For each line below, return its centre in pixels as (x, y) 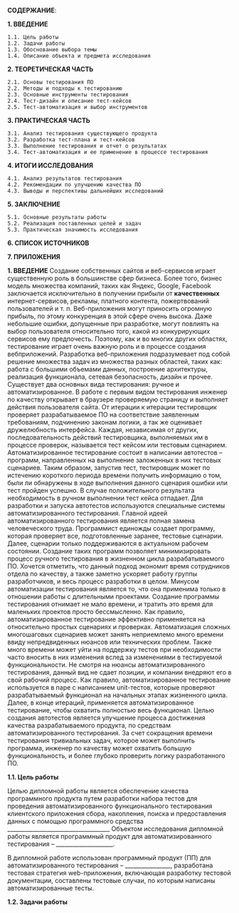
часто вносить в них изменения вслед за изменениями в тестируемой (115, 657)
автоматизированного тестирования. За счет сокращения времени (110, 733)
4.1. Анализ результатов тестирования (65, 178)
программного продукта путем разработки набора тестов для (102, 799)
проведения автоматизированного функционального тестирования (110, 806)
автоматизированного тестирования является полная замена (101, 521)
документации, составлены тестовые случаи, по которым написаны (111, 881)
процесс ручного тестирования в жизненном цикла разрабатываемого (116, 558)
